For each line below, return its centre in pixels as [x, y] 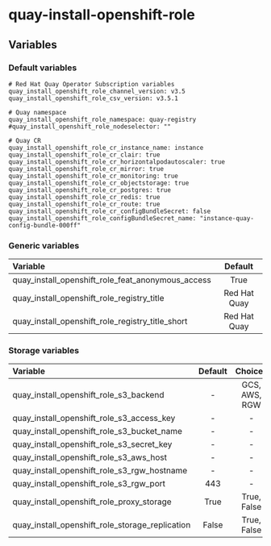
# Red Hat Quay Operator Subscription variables [92, 84]
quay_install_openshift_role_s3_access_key [94, 419]
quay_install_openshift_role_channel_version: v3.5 [97, 91]
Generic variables [44, 245]
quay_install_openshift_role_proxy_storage [92, 502]
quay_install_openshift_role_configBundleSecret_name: [102, 218]
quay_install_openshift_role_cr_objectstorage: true [99, 183]
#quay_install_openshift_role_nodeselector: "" [90, 127]
